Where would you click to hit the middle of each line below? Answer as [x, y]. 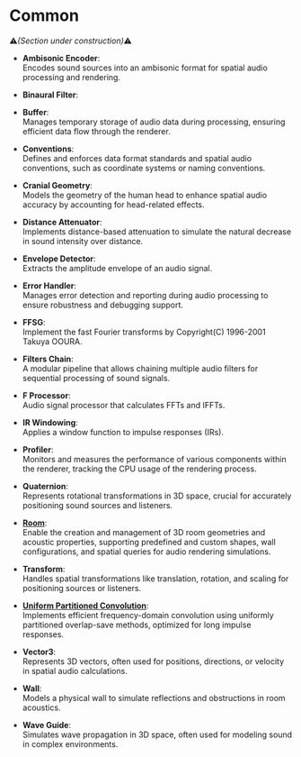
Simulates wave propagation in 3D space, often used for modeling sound [157, 734]
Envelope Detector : [59, 259]
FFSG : [34, 322]
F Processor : [46, 395]
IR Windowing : [50, 422]
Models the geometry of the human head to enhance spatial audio [145, 195]
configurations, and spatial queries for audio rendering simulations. [146, 552]
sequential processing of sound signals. [96, 378]
